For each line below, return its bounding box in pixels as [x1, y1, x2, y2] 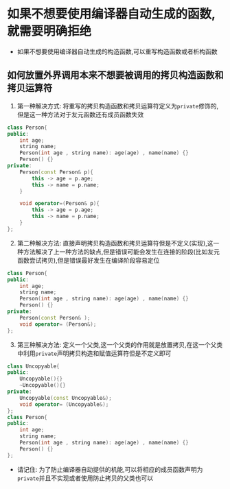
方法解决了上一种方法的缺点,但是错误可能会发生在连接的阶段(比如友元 [23, 248, 220, 256]
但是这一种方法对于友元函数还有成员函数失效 [16, 110, 144, 119]
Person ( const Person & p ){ [19, 169, 94, 176]
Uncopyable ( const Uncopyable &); [19, 394, 112, 401]
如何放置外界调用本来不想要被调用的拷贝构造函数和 [7, 69, 224, 81]
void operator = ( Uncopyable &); [19, 401, 109, 408]
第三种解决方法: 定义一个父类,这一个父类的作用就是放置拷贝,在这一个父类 [16, 340, 223, 348]
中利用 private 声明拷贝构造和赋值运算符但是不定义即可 [16, 349, 172, 357]
